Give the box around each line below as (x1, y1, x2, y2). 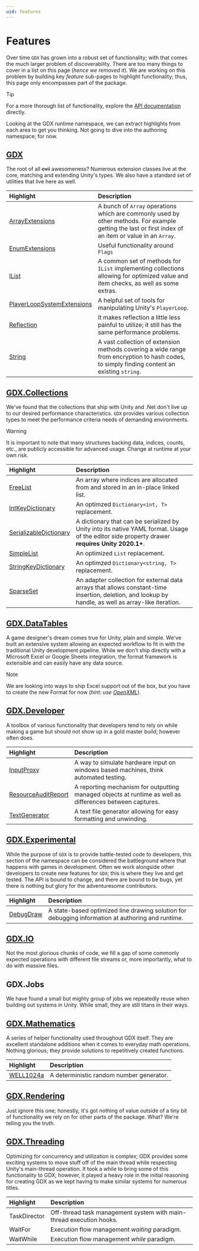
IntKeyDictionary (9, 504, 56, 512)
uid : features (6, 8, 41, 15)
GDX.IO (6, 934, 34, 944)
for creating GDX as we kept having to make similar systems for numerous (6, 1177, 187, 1185)
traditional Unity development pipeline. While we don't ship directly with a (6, 647, 186, 653)
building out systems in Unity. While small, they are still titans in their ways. (6, 1001, 189, 1009)
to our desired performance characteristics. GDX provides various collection (6, 410, 190, 417)
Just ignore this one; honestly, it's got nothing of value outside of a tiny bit (6, 1107, 188, 1114)
